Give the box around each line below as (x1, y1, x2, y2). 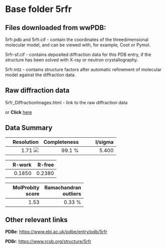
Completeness (43, 138, 79, 145)
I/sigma (95, 138, 114, 145)
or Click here (5, 109, 32, 115)
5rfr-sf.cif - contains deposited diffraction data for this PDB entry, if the (5, 51, 152, 57)
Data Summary (5, 124, 53, 132)
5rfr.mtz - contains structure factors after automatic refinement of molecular (5, 66, 162, 72)
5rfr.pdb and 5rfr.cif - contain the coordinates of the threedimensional (5, 36, 149, 42)
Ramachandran (44, 184, 81, 191)
